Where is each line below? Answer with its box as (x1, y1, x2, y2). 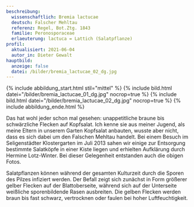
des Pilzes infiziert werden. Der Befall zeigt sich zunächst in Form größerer (6, 176, 188, 183)
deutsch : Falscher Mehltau (11, 19, 78, 25)
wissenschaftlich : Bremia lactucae (11, 14, 99, 20)
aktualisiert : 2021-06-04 (11, 47, 75, 53)
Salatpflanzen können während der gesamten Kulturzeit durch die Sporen (6, 169, 184, 177)
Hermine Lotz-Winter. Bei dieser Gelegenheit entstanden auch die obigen (6, 152, 183, 159)
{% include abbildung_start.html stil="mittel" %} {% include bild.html (6, 84, 172, 91)
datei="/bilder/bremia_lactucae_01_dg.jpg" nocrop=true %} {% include (6, 91, 177, 98)
